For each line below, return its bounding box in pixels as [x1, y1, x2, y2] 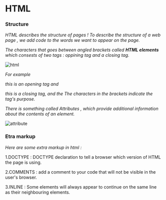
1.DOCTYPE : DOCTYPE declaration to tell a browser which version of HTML [5, 154, 161, 160]
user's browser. [5, 174, 37, 180]
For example [5, 72, 31, 78]
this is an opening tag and [5, 81, 59, 87]
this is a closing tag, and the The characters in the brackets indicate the [5, 91, 153, 97]
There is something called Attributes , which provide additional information [5, 105, 159, 112]
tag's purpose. [5, 96, 35, 102]
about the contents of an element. [5, 111, 75, 117]
